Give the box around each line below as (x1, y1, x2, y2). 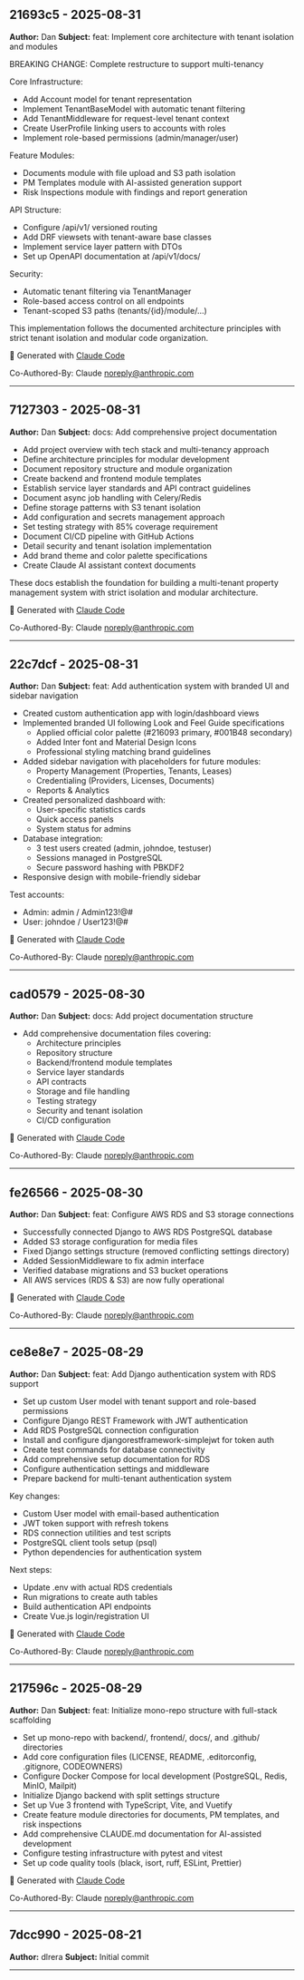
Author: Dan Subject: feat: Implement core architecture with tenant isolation (9, 31, 294, 42)
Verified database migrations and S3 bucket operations (22, 1265, 229, 1276)
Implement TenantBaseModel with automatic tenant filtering (22, 103, 246, 114)
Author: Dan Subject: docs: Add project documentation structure (9, 1010, 253, 1021)
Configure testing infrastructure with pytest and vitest (22, 1848, 223, 1858)
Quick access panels (35, 814, 115, 824)
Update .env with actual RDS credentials (22, 1582, 174, 1593)
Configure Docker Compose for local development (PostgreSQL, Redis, (22, 1770, 288, 1781)
